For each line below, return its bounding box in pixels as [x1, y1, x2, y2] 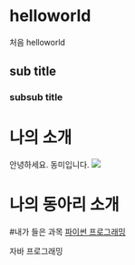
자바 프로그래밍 [9, 246, 63, 257]
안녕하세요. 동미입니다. [9, 159, 90, 170]
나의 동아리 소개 [9, 195, 120, 215]
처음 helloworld [9, 36, 66, 47]
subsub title [9, 91, 63, 104]
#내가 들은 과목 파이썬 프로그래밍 [9, 227, 126, 238]
